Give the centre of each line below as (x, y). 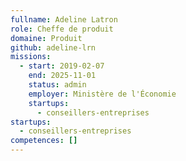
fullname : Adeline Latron (64, 19)
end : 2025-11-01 (62, 76)
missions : (31, 57)
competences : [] (44, 141)
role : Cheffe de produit (62, 29)
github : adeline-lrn (53, 47)
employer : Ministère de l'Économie (102, 94)
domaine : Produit (46, 38)
